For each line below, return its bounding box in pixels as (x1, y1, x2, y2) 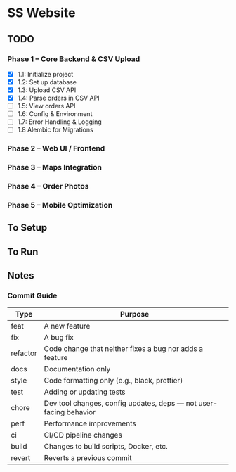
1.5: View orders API (17, 102, 76, 110)
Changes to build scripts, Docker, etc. (44, 441, 169, 451)
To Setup (7, 222, 48, 234)
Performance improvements (44, 419, 136, 428)
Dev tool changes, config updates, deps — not (44, 398, 197, 408)
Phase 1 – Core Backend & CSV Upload (7, 54, 140, 64)
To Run (7, 245, 39, 257)
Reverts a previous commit (44, 452, 132, 462)
